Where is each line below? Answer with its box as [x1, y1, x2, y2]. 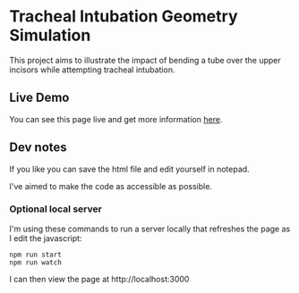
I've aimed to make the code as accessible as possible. [9, 180, 213, 191]
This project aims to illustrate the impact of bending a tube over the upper [9, 54, 282, 65]
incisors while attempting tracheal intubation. [9, 64, 175, 75]
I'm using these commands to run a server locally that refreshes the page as [9, 223, 291, 234]
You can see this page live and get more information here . [9, 113, 223, 124]
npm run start [9, 250, 63, 259]
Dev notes [9, 140, 67, 155]
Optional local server [9, 203, 103, 215]
